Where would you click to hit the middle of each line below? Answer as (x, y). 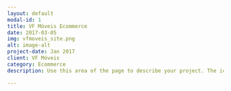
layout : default (30, 13)
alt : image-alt (29, 45)
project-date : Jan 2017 (41, 52)
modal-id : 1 (24, 20)
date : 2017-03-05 (32, 32)
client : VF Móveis (33, 58)
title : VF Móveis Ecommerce (47, 26)
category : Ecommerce (37, 64)
